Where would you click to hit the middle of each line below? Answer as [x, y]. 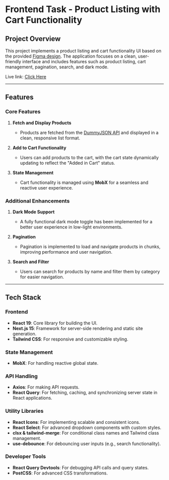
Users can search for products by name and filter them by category [90, 271]
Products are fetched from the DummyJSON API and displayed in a [89, 132]
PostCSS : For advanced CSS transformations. [60, 473]
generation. [24, 333]
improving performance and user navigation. [66, 252]
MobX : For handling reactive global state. [55, 363]
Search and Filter [31, 262]
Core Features [23, 112]
